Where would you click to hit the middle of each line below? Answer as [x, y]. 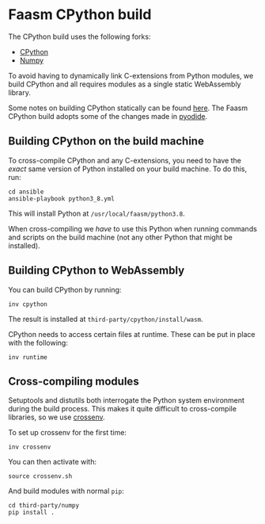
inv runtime [28, 357]
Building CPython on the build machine [106, 142]
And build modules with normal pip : [66, 491]
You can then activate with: [53, 462]
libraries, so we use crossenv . [57, 417]
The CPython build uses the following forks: [79, 36]
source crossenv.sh [40, 476]
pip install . [32, 513]
